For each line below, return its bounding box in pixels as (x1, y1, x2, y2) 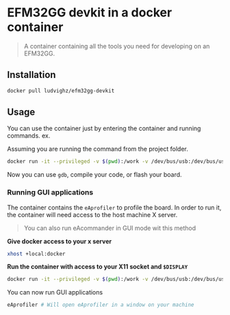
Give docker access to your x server (7, 237, 112, 245)
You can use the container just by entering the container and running (7, 125, 201, 133)
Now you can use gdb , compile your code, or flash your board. (7, 171, 183, 179)
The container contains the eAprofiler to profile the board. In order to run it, (7, 203, 222, 212)
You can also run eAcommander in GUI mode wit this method (23, 224, 196, 232)
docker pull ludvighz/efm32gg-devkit (7, 87, 115, 94)
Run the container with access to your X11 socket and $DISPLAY (7, 262, 188, 271)
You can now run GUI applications (7, 288, 103, 297)
